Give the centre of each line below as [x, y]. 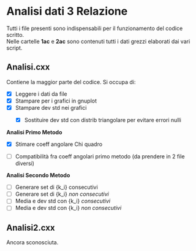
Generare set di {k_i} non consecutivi [62, 194]
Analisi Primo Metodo [34, 132]
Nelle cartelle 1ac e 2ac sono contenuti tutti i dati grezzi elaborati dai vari [98, 41]
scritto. [15, 34]
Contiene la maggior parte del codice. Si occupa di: [71, 82]
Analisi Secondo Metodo [38, 176]
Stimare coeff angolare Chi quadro [59, 144]
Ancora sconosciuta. [32, 242]
